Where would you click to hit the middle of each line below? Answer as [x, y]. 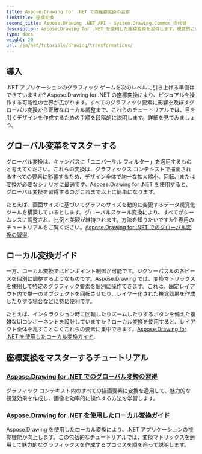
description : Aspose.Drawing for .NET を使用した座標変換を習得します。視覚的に [101, 29]
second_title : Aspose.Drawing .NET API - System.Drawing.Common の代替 [96, 23]
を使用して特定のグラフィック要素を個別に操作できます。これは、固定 [93, 286]
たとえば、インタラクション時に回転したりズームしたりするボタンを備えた [98, 314]
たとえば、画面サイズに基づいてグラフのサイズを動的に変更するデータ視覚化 [101, 204]
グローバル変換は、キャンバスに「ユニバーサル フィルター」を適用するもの [99, 161]
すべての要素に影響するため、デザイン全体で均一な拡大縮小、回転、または [103, 176]
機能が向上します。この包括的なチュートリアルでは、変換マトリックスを [101, 437]
